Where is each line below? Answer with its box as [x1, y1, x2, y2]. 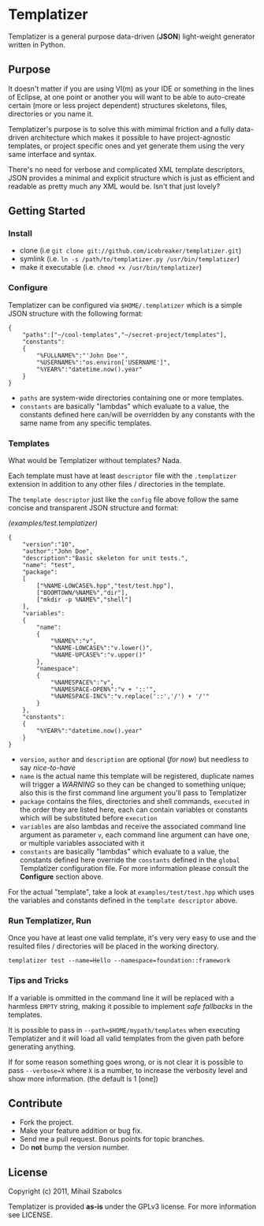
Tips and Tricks [8, 975, 69, 986]
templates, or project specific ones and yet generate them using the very [8, 140, 245, 151]
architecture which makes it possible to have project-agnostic [30, 133, 231, 142]
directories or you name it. [8, 109, 94, 118]
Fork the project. [19, 1118, 74, 1127]
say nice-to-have [19, 763, 76, 772]
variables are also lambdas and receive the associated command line [19, 822, 247, 832]
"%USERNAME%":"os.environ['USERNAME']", [36, 358, 171, 366]
